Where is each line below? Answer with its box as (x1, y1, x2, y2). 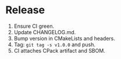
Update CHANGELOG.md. (13, 28, 76, 35)
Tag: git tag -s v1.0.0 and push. (13, 41, 96, 48)
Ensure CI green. (13, 23, 55, 30)
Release (5, 3, 45, 17)
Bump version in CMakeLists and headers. (13, 35, 116, 42)
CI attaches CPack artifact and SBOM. (13, 47, 105, 54)
